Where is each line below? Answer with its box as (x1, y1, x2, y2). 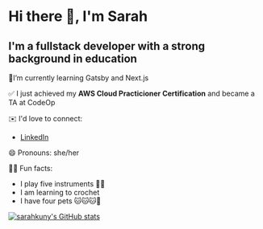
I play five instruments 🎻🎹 (19, 179, 106, 188)
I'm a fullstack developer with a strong (8, 39, 206, 53)
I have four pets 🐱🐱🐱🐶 (19, 196, 102, 206)
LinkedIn (19, 133, 49, 141)
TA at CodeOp (8, 98, 56, 107)
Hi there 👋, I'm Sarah (8, 7, 148, 26)
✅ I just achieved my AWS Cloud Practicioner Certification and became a (8, 88, 256, 98)
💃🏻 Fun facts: (8, 164, 53, 173)
